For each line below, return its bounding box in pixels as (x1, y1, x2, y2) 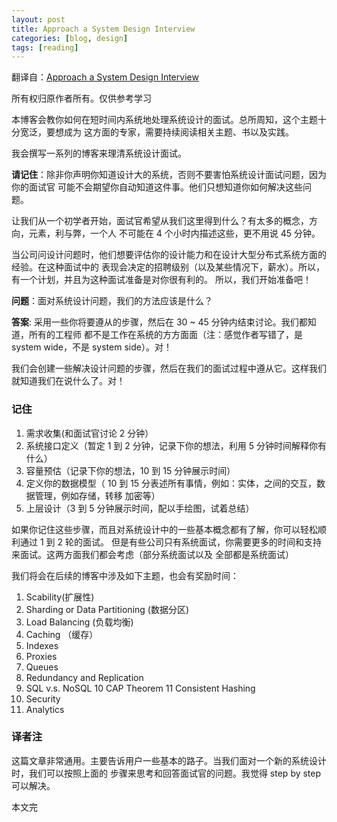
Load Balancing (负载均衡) (25, 616, 134, 628)
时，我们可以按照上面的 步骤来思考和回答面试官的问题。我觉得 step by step (11, 767, 322, 779)
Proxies (25, 650, 58, 662)
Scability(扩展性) (25, 591, 95, 603)
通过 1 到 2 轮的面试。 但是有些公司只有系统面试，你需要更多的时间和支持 (19, 536, 322, 548)
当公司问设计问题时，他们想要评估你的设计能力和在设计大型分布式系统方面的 (11, 249, 327, 261)
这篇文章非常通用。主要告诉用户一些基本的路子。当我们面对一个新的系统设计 (11, 754, 327, 766)
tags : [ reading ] (11, 42, 79, 53)
